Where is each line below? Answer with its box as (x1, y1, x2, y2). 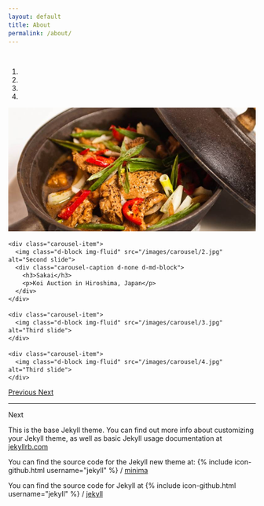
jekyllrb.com (8, 442, 49, 452)
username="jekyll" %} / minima (46, 466, 148, 475)
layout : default (8, 13, 61, 20)
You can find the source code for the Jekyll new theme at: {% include (8, 457, 233, 467)
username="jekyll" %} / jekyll (8, 489, 104, 499)
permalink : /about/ (8, 29, 72, 37)
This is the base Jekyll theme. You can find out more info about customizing (8, 425, 254, 435)
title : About (8, 20, 51, 29)
